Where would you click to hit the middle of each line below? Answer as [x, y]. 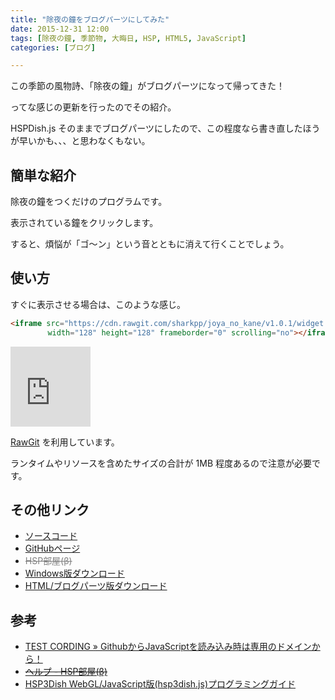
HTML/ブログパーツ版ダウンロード [96, 586]
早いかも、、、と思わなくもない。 [84, 141]
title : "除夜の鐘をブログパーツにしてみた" [90, 19]
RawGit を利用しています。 [65, 442]
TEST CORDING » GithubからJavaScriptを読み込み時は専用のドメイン [168, 647]
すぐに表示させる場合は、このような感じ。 [98, 304]
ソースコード [51, 536]
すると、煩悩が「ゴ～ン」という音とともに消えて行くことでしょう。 [150, 244]
